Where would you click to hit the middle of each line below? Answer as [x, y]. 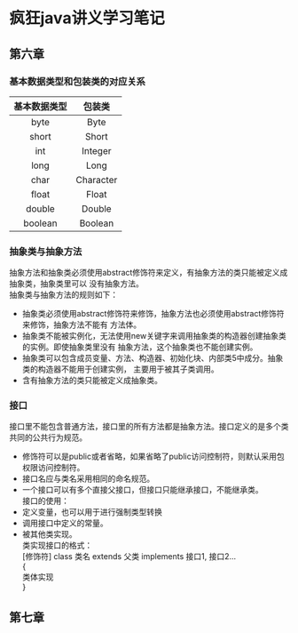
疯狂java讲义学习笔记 [87, 18]
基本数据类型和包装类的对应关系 [78, 81]
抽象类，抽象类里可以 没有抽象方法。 [76, 284]
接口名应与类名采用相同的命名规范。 [88, 479]
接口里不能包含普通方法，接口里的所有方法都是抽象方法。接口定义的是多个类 [149, 427]
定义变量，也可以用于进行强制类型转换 [92, 512]
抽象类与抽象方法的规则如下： [63, 295]
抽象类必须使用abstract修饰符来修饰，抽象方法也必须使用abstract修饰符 [153, 314]
